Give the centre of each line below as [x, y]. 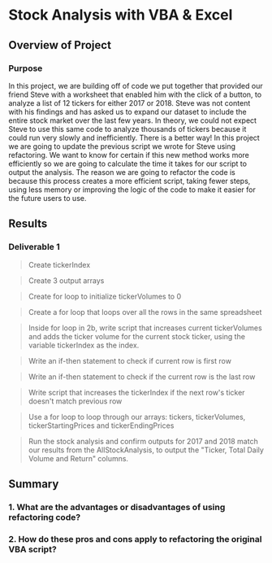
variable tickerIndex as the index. [84, 345]
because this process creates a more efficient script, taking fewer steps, [130, 181]
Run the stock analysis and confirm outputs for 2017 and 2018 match [143, 441]
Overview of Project [60, 45]
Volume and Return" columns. [78, 458]
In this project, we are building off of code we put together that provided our [136, 85]
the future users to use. [47, 198]
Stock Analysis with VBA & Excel [121, 15]
